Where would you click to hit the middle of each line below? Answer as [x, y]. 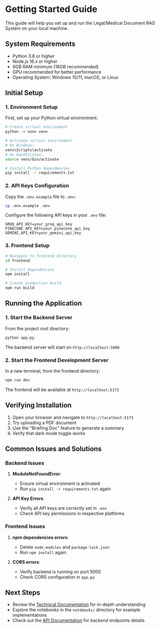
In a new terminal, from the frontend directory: [53, 371]
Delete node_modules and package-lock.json [65, 547]
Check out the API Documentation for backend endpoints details [79, 621]
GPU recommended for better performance [57, 72]
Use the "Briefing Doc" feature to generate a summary [68, 428]
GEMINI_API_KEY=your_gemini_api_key [43, 233]
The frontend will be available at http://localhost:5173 [62, 390]
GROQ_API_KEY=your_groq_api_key [39, 224]
